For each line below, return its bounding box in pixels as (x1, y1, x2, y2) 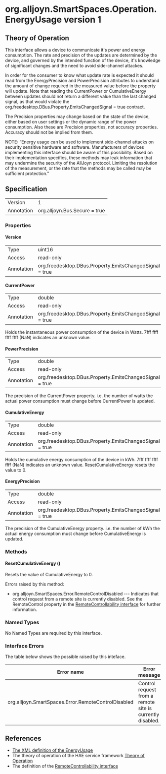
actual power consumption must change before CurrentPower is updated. (5, 398, 155, 404)
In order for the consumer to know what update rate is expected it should (5, 72, 154, 78)
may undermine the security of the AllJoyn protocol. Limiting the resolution (5, 160, 158, 166)
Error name (57, 668, 84, 675)
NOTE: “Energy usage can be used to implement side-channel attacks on (5, 139, 154, 145)
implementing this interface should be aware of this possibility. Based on (5, 150, 153, 155)
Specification (5, 185, 47, 193)
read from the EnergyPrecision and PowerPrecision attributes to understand (5, 78, 160, 83)
